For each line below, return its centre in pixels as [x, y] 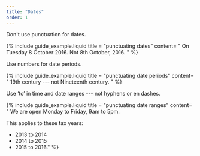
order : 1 [17, 17]
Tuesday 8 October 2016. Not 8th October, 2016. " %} [72, 52]
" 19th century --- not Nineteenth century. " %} [64, 82]
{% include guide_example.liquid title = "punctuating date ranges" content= [99, 105]
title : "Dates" [25, 12]
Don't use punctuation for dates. [46, 34]
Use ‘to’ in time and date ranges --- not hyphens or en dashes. [83, 93]
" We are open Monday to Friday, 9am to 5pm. [63, 111]
